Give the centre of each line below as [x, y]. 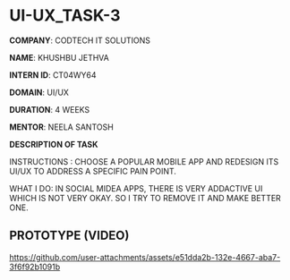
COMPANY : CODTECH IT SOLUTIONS [80, 40]
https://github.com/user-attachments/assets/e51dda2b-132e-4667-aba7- [145, 257]
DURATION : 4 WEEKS [50, 109]
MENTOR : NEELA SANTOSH [61, 127]
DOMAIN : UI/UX [39, 92]
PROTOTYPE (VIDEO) [69, 236]
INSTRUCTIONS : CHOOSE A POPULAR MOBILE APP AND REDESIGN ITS [144, 161]
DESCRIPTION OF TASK [54, 144]
